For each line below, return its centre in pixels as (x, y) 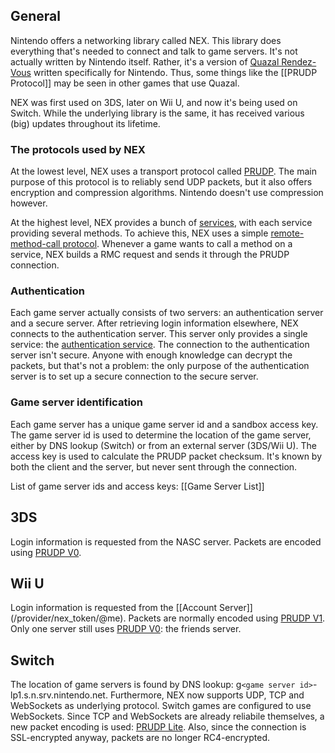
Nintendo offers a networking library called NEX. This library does (146, 40)
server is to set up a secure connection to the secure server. (134, 376)
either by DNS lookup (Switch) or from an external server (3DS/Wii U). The (163, 445)
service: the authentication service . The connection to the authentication (160, 345)
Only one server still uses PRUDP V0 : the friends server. (126, 629)
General (36, 16)
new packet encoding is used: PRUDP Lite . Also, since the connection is (158, 727)
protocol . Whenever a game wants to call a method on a (177, 244)
